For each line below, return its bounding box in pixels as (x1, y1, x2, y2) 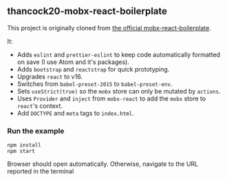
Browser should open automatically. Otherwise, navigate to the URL (7, 160, 199, 168)
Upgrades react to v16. (17, 72, 83, 81)
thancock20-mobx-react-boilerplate (7, 6, 167, 17)
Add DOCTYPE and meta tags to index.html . (17, 109, 134, 117)
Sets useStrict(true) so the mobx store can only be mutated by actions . (17, 87, 221, 95)
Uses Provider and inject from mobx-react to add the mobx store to (17, 94, 206, 103)
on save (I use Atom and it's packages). (17, 58, 129, 66)
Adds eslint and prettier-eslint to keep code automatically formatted (17, 50, 221, 58)
